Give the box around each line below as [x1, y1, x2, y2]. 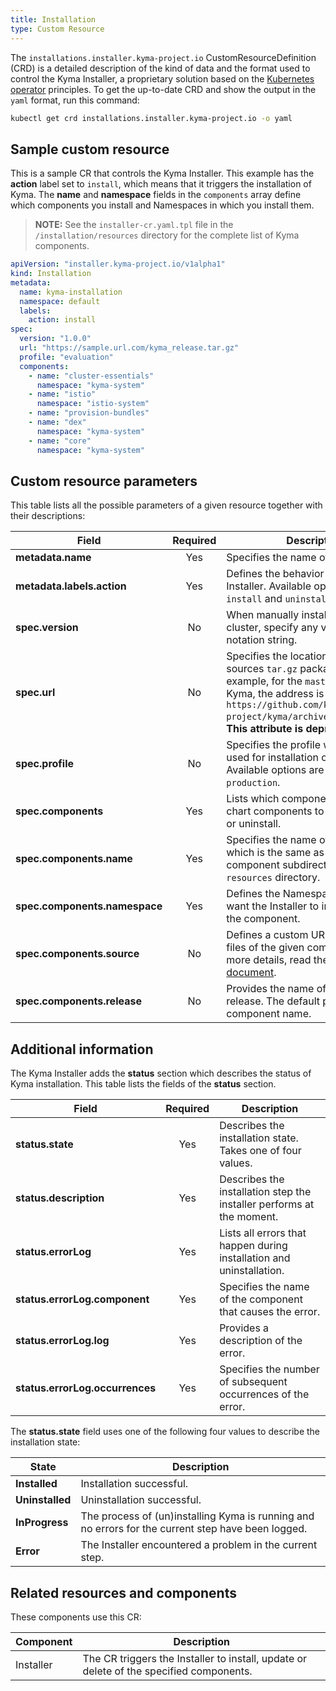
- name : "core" [28, 436, 92, 446]
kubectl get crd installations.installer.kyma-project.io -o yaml [10, 113, 293, 123]
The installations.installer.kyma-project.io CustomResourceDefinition [10, 51, 317, 63]
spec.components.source [15, 947, 140, 961]
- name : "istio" [28, 389, 97, 400]
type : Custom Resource [10, 24, 105, 34]
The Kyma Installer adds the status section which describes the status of [10, 1067, 312, 1080]
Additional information [10, 1041, 154, 1058]
